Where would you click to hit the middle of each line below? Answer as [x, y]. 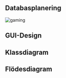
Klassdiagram [27, 52]
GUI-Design [23, 36]
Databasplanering [33, 8]
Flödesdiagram [29, 69]
